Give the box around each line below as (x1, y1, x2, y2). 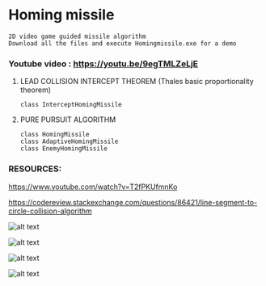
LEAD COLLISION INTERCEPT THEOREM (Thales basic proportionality (19, 77, 255, 86)
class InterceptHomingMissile (19, 101, 123, 109)
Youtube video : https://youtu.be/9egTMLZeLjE (8, 58, 199, 69)
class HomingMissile (19, 131, 90, 139)
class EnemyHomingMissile (19, 145, 108, 153)
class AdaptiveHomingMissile (19, 137, 119, 146)
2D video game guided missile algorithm (8, 32, 147, 40)
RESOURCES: (8, 163, 62, 175)
